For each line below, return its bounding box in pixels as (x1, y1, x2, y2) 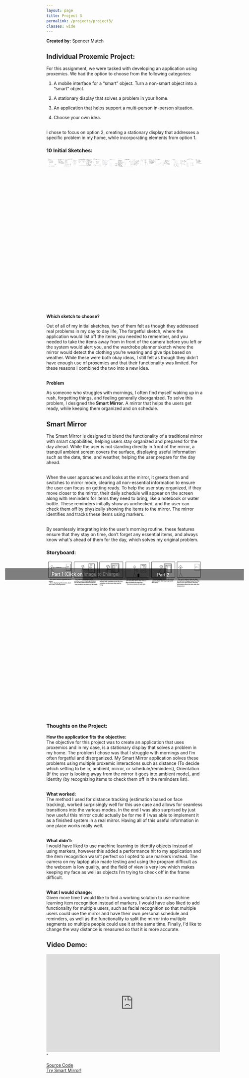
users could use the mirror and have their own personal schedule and (46, 910, 188, 916)
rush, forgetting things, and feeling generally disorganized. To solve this (46, 395, 193, 401)
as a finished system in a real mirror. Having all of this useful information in (46, 817, 199, 823)
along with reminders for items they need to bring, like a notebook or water (46, 495, 199, 501)
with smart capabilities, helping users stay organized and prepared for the (46, 438, 197, 444)
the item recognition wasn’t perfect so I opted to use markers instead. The (46, 853, 198, 859)
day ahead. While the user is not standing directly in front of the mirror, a (46, 444, 195, 450)
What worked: (46, 791, 76, 797)
